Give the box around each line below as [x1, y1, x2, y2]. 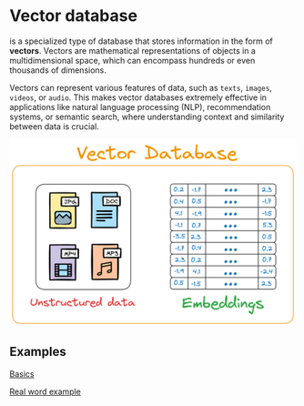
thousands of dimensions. [9, 65, 106, 76]
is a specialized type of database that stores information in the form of [9, 36, 273, 46]
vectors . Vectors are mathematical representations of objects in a [9, 45, 257, 56]
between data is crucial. [9, 120, 100, 132]
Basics [9, 368, 35, 379]
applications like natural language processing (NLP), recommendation [9, 101, 271, 112]
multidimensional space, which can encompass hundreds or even [9, 55, 256, 66]
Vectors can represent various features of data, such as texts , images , [9, 82, 273, 93]
